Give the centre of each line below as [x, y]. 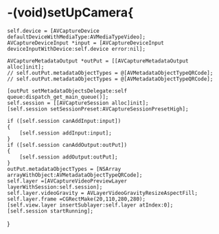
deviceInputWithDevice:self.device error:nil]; [77, 49]
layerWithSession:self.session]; [55, 187]
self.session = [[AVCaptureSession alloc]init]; [78, 103]
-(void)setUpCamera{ [70, 13]
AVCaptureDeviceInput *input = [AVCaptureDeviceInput [86, 43]
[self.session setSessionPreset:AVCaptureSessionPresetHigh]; [98, 109]
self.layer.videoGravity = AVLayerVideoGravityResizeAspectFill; [102, 193]
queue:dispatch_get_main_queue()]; [58, 97]
